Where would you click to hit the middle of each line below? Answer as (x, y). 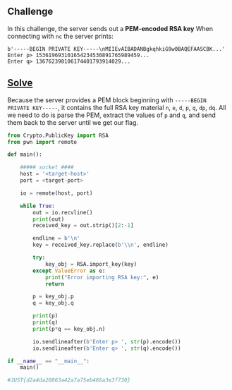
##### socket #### (47, 167)
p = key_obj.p (53, 297)
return (55, 284)
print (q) (45, 322)
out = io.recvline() (63, 212)
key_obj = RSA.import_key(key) (91, 264)
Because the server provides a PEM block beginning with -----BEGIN (107, 100)
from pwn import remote (42, 142)
